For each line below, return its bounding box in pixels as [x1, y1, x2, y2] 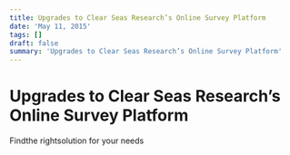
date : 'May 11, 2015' [9, 22, 92, 31]
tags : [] [9, 30, 43, 39]
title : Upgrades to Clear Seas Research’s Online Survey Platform [9, 13, 266, 23]
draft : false [9, 38, 59, 48]
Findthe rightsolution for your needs [9, 135, 145, 146]
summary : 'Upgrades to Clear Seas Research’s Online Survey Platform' [9, 47, 283, 56]
